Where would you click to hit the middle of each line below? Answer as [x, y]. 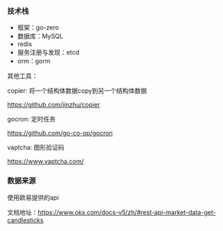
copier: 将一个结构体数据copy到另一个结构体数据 [77, 91]
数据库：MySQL [40, 36]
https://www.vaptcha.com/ [46, 161]
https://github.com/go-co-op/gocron [60, 133]
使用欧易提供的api [33, 198]
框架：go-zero [38, 28]
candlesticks [25, 220]
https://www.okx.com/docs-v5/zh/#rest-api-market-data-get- [127, 212]
